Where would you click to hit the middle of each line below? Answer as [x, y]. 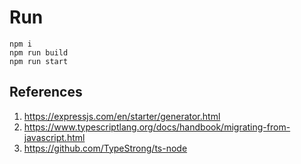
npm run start [39, 61]
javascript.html [54, 137]
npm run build [39, 52]
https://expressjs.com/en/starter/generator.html [122, 116]
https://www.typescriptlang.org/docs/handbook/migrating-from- [157, 127]
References [46, 92]
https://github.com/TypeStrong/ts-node [105, 148]
